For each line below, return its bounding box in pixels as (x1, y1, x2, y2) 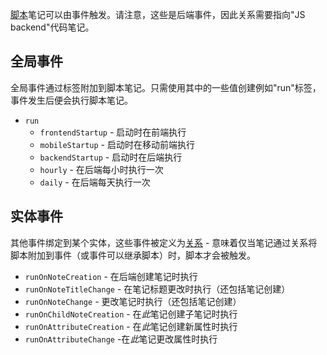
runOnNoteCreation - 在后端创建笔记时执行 (24, 270, 198, 282)
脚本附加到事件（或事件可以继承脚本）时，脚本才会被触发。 (10, 249, 256, 261)
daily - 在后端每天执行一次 (39, 176, 151, 188)
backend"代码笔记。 (10, 21, 95, 33)
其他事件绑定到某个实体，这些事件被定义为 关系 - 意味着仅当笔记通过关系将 (10, 236, 318, 248)
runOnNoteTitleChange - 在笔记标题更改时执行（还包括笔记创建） (24, 283, 291, 295)
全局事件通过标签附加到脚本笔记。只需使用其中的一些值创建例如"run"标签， (10, 81, 322, 93)
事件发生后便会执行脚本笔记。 (10, 94, 133, 106)
